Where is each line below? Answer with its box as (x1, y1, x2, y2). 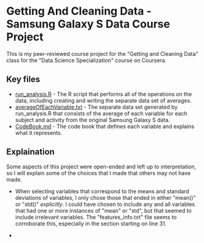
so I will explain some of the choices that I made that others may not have (6, 169, 191, 177)
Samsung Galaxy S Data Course (6, 17, 171, 31)
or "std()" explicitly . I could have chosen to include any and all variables (15, 200, 195, 208)
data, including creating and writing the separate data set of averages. (15, 97, 192, 104)
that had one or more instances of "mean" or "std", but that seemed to (15, 207, 192, 214)
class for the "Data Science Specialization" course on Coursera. (6, 56, 167, 64)
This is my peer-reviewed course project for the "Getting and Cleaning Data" (6, 50, 199, 57)
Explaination (6, 147, 55, 157)
